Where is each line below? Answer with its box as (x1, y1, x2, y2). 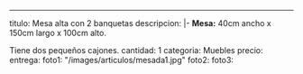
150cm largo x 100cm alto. (9, 28, 106, 38)
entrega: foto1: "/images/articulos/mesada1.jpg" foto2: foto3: (9, 55, 234, 65)
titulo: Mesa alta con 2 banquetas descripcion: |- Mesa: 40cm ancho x (9, 18, 272, 28)
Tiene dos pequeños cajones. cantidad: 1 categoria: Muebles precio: (9, 45, 263, 55)
